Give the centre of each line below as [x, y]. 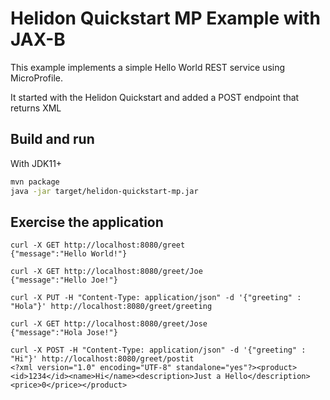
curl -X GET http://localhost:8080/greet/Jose [109, 324]
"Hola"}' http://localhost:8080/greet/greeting [111, 307]
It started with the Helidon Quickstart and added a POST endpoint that [155, 97]
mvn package [35, 182]
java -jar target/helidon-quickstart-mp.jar [104, 191]
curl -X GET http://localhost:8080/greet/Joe [106, 272]
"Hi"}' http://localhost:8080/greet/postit [102, 359]
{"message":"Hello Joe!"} [64, 280]
